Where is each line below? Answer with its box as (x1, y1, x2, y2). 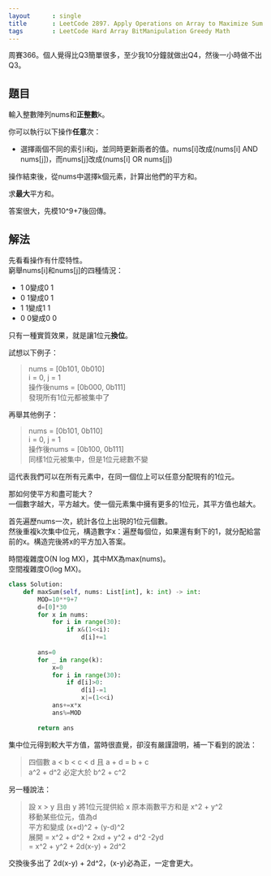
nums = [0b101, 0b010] (28, 364, 105, 374)
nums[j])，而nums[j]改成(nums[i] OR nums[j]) (19, 154, 173, 164)
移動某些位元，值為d (28, 812, 97, 822)
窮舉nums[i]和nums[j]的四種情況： (8, 266, 124, 275)
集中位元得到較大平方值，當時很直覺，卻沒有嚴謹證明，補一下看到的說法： (8, 739, 257, 749)
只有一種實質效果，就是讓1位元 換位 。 (8, 331, 132, 340)
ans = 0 (37, 648, 57, 657)
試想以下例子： (8, 348, 58, 358)
